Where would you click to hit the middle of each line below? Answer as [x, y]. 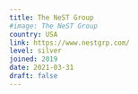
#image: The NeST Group [54, 26]
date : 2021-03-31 [42, 68]
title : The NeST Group [52, 17]
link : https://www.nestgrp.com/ [69, 43]
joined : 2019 [34, 59]
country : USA [34, 34]
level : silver [36, 51]
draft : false [34, 76]
